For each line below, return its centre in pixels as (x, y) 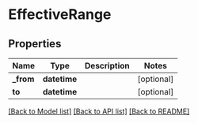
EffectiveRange (60, 15)
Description (107, 66)
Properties (35, 44)
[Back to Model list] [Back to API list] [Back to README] (99, 111)
